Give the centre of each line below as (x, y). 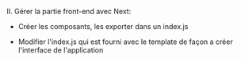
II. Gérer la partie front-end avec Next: (69, 11)
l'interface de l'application (61, 50)
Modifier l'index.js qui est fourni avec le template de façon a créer (126, 42)
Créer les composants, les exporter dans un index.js (103, 26)
